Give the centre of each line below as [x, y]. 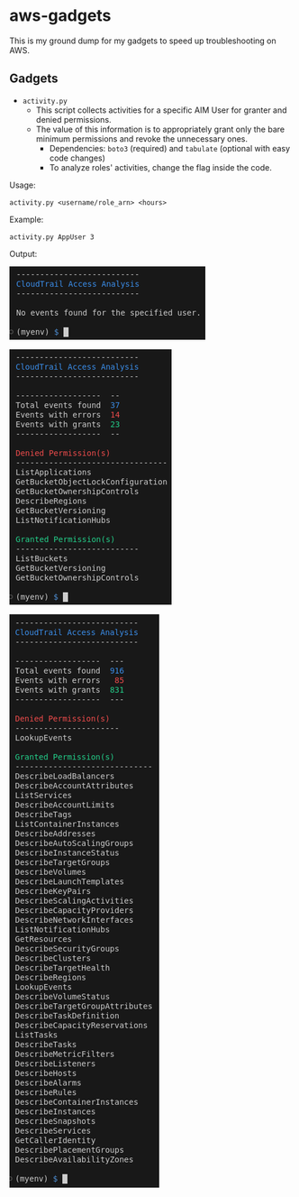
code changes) [77, 158]
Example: [27, 219]
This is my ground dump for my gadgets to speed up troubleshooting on [143, 41]
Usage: [23, 185]
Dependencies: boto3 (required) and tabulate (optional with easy [170, 148]
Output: [23, 253]
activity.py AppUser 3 [52, 237]
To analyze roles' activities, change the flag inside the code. [160, 167]
